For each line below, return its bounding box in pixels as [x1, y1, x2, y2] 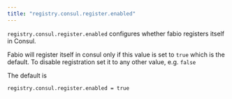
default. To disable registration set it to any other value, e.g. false [7, 57, 196, 66]
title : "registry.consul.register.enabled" [7, 10, 136, 17]
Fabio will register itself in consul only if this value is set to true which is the [7, 50, 225, 59]
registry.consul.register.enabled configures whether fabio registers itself [7, 29, 225, 38]
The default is [7, 71, 48, 79]
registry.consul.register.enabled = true [7, 84, 130, 91]
